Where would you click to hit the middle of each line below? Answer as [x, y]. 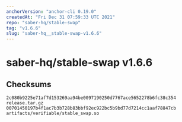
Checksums [29, 84]
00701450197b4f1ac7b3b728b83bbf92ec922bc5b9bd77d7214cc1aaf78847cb [91, 108]
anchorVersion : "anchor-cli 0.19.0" [51, 11]
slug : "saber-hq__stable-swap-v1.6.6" [54, 34]
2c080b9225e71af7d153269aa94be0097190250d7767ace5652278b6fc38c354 [91, 98]
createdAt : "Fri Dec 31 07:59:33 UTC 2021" [61, 17]
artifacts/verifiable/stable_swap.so [53, 113]
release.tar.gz [25, 103]
